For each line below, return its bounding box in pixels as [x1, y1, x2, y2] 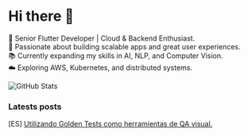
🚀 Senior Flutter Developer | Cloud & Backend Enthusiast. [8, 33, 196, 43]
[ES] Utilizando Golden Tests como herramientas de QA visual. [8, 119, 213, 129]
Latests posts [8, 101, 62, 112]
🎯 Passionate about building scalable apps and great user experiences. [8, 41, 241, 51]
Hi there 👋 [8, 7, 74, 25]
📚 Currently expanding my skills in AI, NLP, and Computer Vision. [8, 51, 224, 60]
